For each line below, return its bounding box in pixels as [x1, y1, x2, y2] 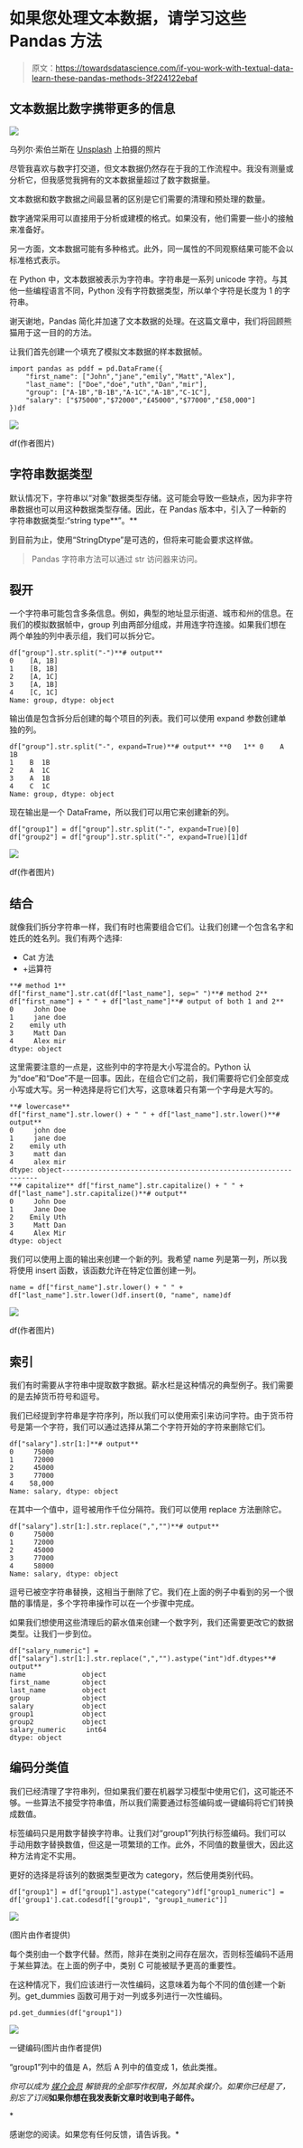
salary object [9, 1701, 106, 1710]
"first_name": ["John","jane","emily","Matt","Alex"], [25, 372, 236, 381]
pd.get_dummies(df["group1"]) [9, 2008, 124, 2017]
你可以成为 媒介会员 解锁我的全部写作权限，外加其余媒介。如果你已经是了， [9, 2080, 290, 2091]
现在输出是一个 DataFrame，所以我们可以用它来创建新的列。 [9, 806, 234, 818]
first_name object [9, 1678, 106, 1687]
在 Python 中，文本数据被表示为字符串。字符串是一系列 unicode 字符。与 [9, 273, 280, 285]
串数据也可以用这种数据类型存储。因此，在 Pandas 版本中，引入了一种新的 [9, 504, 287, 514]
